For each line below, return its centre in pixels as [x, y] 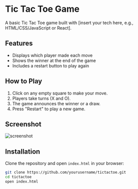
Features [19, 44]
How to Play [24, 81]
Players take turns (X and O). [41, 98]
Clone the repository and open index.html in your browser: [65, 163]
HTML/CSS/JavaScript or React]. [38, 28]
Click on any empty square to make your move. [60, 93]
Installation [23, 151]
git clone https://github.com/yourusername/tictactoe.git [66, 173]
